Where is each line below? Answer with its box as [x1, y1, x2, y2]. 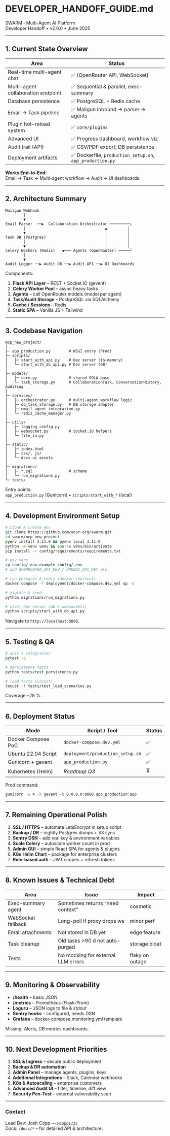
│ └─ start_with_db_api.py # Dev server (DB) [5, 362, 108, 367]
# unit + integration [5, 651, 51, 656]
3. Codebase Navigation [5, 326, 83, 335]
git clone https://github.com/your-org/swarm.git [5, 530, 112, 535]
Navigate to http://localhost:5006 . [5, 618, 79, 624]
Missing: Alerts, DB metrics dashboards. [5, 1025, 89, 1031]
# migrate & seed [5, 590, 42, 595]
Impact [137, 891, 155, 898]
